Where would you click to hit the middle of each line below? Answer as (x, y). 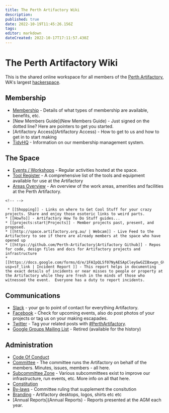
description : (19, 15)
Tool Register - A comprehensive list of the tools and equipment (78, 176)
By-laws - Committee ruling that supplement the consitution (74, 389)
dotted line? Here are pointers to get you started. (63, 126)
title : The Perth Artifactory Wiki (43, 10)
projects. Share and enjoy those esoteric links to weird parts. (75, 214)
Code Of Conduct (31, 357)
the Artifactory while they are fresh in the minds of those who (75, 276)
